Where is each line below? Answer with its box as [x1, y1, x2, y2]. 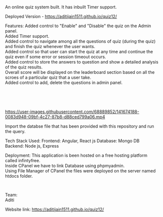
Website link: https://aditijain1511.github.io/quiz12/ [5, 206, 104, 212]
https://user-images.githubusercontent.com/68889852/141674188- [5, 109, 140, 115]
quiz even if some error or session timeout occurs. [5, 54, 106, 60]
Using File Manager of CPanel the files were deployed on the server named [5, 168, 156, 174]
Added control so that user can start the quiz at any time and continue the [5, 49, 153, 54]
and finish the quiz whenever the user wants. [5, 44, 95, 49]
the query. [5, 129, 26, 134]
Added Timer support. [5, 33, 50, 39]
